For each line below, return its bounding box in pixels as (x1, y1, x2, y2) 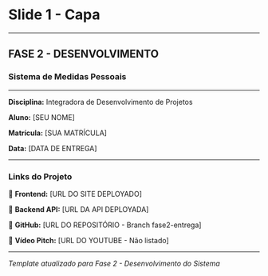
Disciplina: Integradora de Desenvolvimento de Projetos (8, 97, 193, 106)
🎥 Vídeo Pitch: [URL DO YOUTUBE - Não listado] (8, 235, 169, 245)
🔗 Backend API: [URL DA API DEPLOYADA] (8, 204, 149, 214)
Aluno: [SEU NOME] (8, 112, 76, 122)
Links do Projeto (8, 170, 73, 182)
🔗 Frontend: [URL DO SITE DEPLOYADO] (8, 189, 142, 198)
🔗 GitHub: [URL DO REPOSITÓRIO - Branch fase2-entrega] (8, 220, 202, 230)
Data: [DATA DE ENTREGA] (8, 143, 97, 153)
